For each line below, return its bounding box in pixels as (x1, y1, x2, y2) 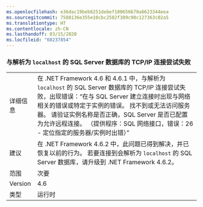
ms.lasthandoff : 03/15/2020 (6, 31, 77, 37)
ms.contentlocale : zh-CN (6, 25, 69, 32)
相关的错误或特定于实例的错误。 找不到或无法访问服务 (37, 101, 190, 110)
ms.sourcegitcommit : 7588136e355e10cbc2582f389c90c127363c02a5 (6, 14, 169, 21)
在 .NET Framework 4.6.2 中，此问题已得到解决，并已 (37, 140, 189, 148)
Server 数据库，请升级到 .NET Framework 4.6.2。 (37, 158, 178, 167)
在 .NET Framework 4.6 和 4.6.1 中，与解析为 (37, 74, 166, 83)
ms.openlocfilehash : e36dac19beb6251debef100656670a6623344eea (6, 8, 169, 15)
